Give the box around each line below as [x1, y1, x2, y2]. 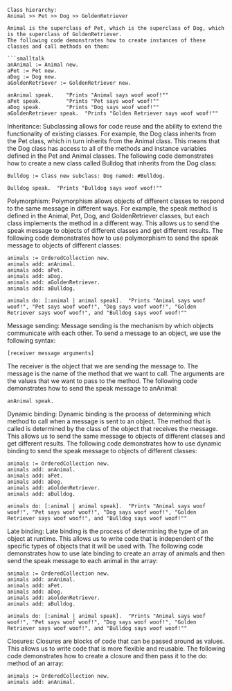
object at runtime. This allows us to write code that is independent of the [7, 535, 214, 542]
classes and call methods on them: [7, 43, 110, 50]
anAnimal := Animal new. [7, 61, 79, 68]
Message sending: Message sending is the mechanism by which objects [7, 322, 214, 330]
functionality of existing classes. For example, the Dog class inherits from [7, 129, 217, 138]
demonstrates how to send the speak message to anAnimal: [7, 384, 178, 392]
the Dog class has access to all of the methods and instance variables [7, 145, 206, 152]
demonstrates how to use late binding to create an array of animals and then [7, 549, 225, 558]
